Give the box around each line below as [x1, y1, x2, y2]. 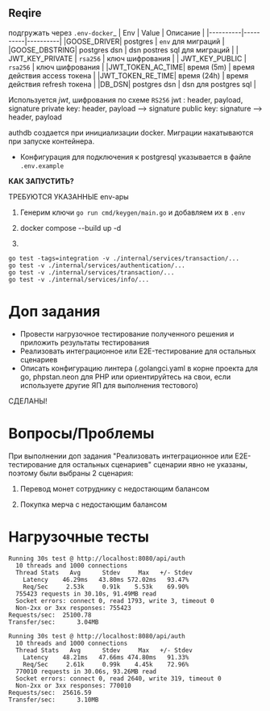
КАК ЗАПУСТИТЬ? [8, 176, 74, 186]
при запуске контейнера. [8, 136, 95, 146]
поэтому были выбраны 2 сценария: [8, 468, 134, 478]
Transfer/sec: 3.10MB [8, 696, 99, 704]
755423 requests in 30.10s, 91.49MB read [15, 589, 157, 598]
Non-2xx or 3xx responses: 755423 [15, 604, 131, 612]
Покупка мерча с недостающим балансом [19, 500, 168, 509]
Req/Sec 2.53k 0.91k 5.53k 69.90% [23, 583, 189, 591]
